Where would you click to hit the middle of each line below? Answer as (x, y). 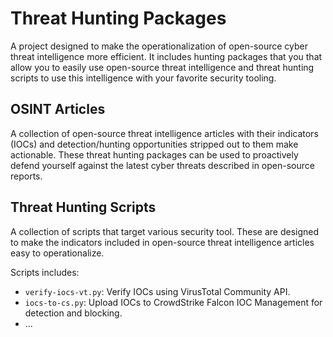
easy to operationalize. (57, 253)
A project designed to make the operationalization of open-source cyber (159, 46)
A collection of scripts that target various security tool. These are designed (165, 231)
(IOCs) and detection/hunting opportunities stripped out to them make (154, 144)
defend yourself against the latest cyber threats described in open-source (162, 165)
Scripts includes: (45, 272)
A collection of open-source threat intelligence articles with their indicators (164, 133)
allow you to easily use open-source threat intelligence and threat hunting (162, 67)
